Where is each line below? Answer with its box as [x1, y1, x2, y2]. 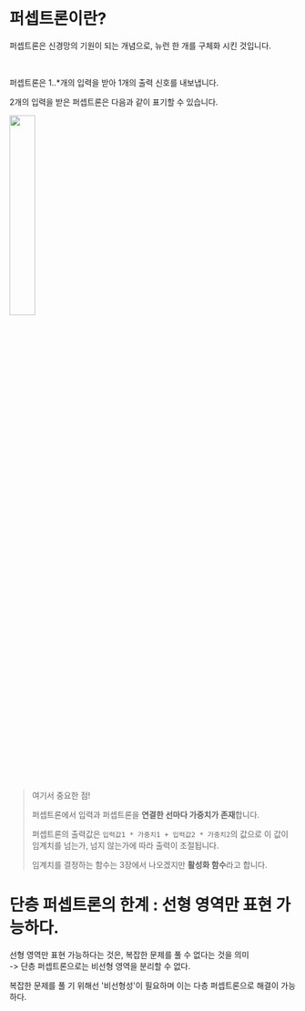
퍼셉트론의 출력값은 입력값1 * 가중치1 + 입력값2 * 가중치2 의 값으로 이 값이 [31, 828, 289, 839]
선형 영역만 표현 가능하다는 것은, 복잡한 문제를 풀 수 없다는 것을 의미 [9, 949, 249, 960]
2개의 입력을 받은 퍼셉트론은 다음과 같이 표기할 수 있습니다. [9, 97, 219, 107]
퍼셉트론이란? [9, 8, 107, 29]
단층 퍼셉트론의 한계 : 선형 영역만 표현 [9, 894, 273, 915]
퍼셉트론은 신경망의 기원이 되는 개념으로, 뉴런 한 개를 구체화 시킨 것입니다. [9, 40, 271, 51]
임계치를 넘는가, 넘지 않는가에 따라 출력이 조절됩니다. [31, 840, 219, 851]
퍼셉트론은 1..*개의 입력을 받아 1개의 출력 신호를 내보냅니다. [9, 77, 219, 87]
